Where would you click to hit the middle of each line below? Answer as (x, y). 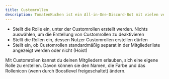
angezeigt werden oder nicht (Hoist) (50, 50)
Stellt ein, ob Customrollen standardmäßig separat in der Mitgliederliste (86, 45)
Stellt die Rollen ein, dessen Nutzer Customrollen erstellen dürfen (80, 39)
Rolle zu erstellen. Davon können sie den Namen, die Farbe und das (75, 65)
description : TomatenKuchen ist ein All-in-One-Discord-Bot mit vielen (82, 15)
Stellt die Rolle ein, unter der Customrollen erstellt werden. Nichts (80, 29)
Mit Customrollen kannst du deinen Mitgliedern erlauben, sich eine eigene (82, 60)
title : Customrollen (27, 10)
